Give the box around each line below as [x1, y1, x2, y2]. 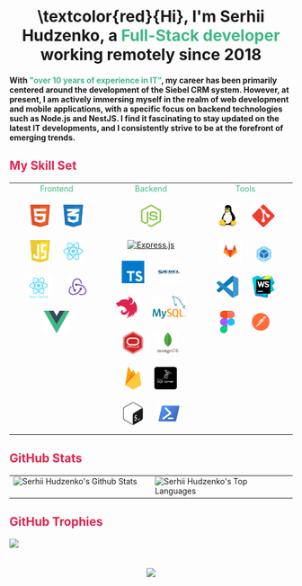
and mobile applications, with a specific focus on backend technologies [9, 103, 283, 114]
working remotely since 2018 [40, 45, 262, 65]
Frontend [40, 183, 74, 194]
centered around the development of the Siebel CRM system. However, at [9, 84, 289, 95]
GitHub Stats [9, 451, 83, 466]
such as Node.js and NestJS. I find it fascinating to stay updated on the [9, 112, 280, 123]
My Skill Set [9, 158, 77, 173]
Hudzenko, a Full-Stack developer [22, 25, 280, 46]
